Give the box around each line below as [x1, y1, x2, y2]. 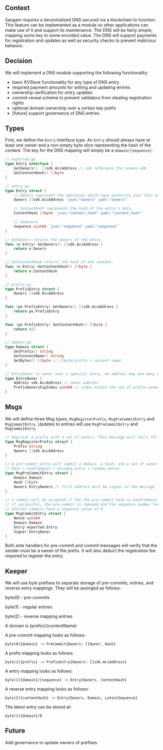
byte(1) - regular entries [5, 604, 52, 610]
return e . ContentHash [14, 269, 57, 274]
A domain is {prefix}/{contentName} [5, 623, 77, 629]
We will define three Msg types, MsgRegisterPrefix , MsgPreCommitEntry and [5, 416, 155, 421]
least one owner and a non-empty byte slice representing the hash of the [5, 142, 151, 148]
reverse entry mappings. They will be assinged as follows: [5, 585, 121, 591]
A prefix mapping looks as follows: [5, 650, 74, 656]
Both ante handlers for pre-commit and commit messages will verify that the [5, 543, 158, 549]
